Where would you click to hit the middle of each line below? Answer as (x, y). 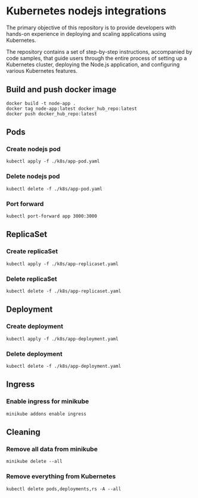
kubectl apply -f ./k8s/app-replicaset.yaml (62, 264)
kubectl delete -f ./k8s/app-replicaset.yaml (64, 291)
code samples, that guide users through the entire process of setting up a (97, 58)
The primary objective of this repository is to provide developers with (91, 27)
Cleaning (23, 432)
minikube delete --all (34, 462)
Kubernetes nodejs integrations (86, 11)
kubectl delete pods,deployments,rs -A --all (64, 489)
